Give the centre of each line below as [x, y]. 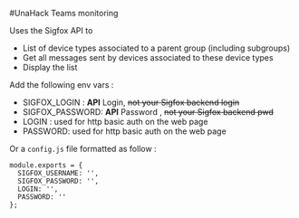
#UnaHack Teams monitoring [64, 13]
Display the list [50, 67]
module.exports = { [46, 166]
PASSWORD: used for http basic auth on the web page [124, 131]
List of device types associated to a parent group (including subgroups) [156, 48]
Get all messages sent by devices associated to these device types [148, 57]
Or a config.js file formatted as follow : [83, 149]
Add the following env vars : [62, 85]
